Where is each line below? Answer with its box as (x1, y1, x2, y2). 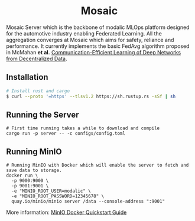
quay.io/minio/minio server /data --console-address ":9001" (11, 199, 165, 204)
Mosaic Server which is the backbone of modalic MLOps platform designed (6, 24, 190, 31)
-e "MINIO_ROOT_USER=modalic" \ (11, 188, 92, 194)
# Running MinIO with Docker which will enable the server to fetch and (6, 162, 189, 168)
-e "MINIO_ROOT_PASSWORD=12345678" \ (11, 193, 105, 199)
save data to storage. (6, 167, 62, 174)
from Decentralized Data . (6, 55, 67, 62)
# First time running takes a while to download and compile (6, 125, 160, 131)
